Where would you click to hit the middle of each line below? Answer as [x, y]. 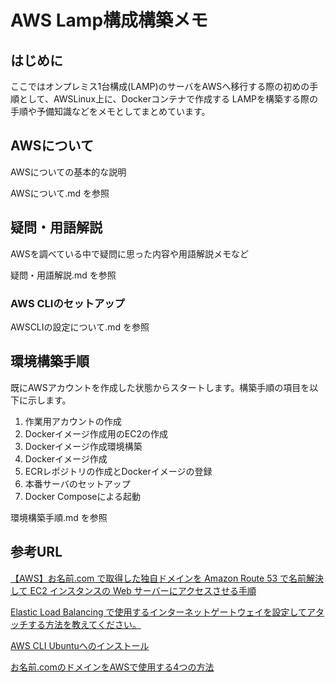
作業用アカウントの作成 [73, 421]
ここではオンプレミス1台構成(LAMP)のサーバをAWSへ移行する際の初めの [160, 86]
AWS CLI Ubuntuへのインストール [80, 645]
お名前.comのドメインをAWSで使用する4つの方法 [112, 667]
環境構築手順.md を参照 [59, 517]
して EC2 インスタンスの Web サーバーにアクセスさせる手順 [133, 590]
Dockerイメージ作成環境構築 [83, 446]
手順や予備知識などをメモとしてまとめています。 [110, 111]
